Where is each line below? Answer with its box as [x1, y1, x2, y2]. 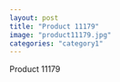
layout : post [9, 13, 59, 23]
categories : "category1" [9, 38, 104, 48]
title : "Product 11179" [9, 22, 100, 31]
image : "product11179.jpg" [9, 30, 112, 39]
